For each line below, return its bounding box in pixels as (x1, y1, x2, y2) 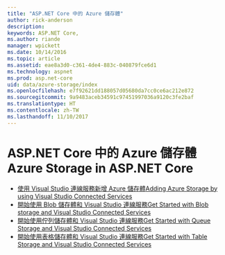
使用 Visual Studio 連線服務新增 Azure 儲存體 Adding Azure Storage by (17, 184, 218, 193)
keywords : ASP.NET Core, (7, 29, 79, 37)
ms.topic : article (7, 55, 60, 62)
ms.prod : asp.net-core (7, 74, 73, 82)
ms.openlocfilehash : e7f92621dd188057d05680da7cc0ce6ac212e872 (7, 87, 194, 94)
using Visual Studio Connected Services (17, 192, 133, 200)
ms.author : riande (7, 36, 60, 43)
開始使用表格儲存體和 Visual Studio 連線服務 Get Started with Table (17, 232, 208, 240)
